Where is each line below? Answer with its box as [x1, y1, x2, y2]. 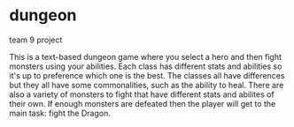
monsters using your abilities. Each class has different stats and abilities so [9, 61, 282, 71]
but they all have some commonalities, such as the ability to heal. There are [9, 79, 284, 90]
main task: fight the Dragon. [9, 108, 111, 118]
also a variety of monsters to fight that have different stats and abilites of [9, 89, 275, 100]
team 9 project [9, 34, 63, 45]
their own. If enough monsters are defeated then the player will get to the [9, 98, 276, 108]
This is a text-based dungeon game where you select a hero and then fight [9, 51, 282, 62]
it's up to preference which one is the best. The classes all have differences [9, 70, 285, 80]
